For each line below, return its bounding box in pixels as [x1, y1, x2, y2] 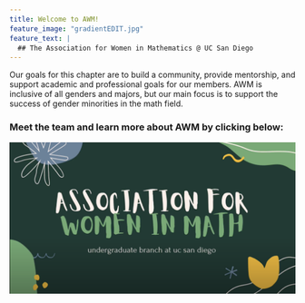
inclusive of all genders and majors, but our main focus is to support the [9, 89, 279, 100]
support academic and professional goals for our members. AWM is [9, 79, 263, 90]
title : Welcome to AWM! [9, 15, 100, 24]
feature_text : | [9, 34, 71, 43]
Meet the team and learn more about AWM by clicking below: [9, 121, 284, 133]
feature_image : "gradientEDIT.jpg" [9, 24, 144, 34]
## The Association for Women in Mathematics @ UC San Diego [17, 44, 254, 53]
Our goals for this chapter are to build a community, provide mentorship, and [9, 69, 296, 81]
